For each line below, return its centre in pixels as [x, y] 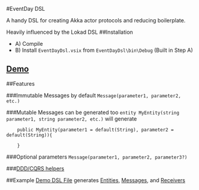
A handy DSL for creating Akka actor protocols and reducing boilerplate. [96, 20]
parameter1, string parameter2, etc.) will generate [72, 119]
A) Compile [29, 44]
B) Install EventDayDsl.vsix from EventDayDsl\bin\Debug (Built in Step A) [104, 50]
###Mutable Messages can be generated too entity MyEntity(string [93, 112]
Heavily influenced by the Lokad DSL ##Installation [70, 32]
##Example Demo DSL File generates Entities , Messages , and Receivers [96, 180]
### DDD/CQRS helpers [35, 168]
